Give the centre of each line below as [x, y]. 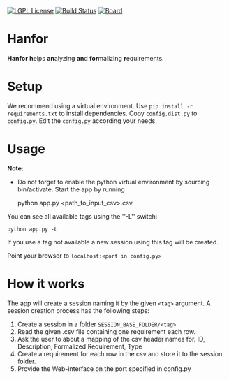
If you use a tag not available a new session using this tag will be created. [113, 242]
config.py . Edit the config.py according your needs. [82, 120]
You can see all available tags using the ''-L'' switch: [82, 216]
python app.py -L [32, 229]
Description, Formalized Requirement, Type [80, 346]
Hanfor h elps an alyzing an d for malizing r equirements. [86, 58]
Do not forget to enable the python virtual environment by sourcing [113, 182]
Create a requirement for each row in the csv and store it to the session [120, 353]
